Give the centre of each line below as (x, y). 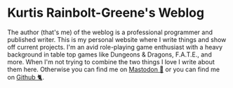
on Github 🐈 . (26, 77)
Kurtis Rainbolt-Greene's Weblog (106, 13)
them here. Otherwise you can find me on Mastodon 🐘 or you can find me (113, 69)
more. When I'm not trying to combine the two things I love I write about (111, 61)
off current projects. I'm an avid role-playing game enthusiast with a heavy (115, 47)
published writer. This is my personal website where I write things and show (117, 39)
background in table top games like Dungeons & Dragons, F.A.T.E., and (109, 54)
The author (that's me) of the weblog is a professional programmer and (110, 32)
